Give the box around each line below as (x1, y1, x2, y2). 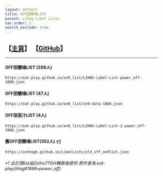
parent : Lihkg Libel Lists (5, 16, 60, 21)
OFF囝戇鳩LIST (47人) (5, 90, 49, 96)
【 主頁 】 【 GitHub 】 (5, 44, 67, 52)
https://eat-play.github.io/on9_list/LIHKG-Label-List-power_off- (5, 76, 142, 80)
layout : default (5, 7, 38, 12)
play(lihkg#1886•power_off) (5, 166, 61, 172)
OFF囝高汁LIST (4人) (5, 112, 47, 118)
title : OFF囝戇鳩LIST (5, 12, 47, 16)
